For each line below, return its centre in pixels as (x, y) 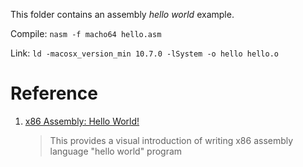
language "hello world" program (116, 151)
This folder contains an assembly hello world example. (122, 14)
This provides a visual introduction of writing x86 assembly (171, 140)
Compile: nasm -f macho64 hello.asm (86, 33)
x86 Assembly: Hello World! (82, 121)
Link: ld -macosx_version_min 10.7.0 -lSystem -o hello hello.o (144, 53)
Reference (54, 93)
